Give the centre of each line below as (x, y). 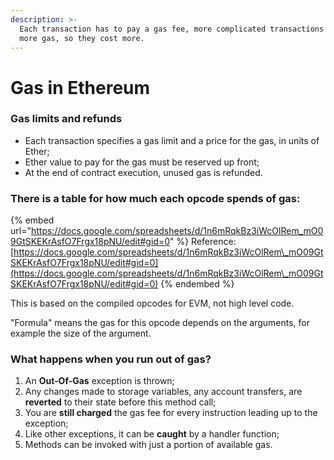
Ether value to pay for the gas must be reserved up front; (142, 162)
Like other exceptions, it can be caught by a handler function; (152, 434)
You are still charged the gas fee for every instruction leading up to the (171, 413)
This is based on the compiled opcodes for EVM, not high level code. (152, 303)
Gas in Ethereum (80, 87)
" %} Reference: (203, 242)
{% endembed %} (197, 284)
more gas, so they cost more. (82, 38)
